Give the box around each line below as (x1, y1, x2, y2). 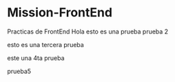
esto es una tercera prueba (7, 40, 84, 49)
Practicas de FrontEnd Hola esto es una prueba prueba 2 (7, 27, 169, 36)
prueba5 (7, 67, 32, 75)
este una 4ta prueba (7, 53, 65, 62)
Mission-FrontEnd (7, 5, 112, 20)
